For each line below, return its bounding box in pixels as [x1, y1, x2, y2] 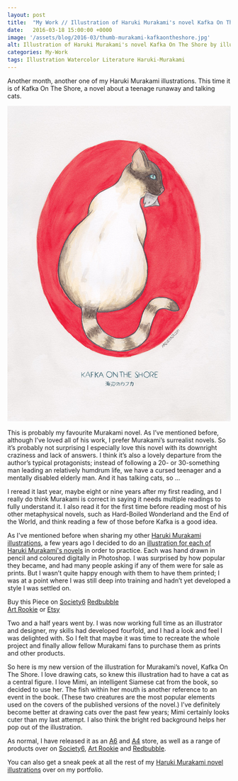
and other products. [7, 648, 65, 657]
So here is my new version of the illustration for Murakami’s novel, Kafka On [7, 663, 229, 671]
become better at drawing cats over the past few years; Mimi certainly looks [7, 707, 230, 716]
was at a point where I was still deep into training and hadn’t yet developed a [7, 576, 231, 585]
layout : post [7, 11, 46, 18]
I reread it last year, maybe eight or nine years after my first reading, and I [7, 487, 222, 495]
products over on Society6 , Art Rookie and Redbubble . [7, 744, 166, 753]
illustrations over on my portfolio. [7, 765, 104, 774]
